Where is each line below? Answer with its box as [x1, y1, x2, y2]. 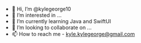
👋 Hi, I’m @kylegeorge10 [11, 6, 71, 12]
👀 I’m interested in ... [11, 12, 62, 19]
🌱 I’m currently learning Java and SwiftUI [11, 18, 111, 24]
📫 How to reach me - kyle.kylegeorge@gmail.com [11, 31, 135, 37]
